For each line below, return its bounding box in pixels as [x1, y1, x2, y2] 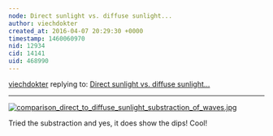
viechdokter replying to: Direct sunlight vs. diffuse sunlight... [8, 79, 210, 89]
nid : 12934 [8, 42, 45, 50]
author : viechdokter [8, 19, 79, 28]
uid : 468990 [8, 57, 49, 66]
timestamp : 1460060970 [8, 34, 85, 43]
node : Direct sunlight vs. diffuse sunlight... [8, 11, 173, 20]
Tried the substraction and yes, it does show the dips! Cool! [8, 118, 208, 128]
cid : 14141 [8, 49, 45, 57]
